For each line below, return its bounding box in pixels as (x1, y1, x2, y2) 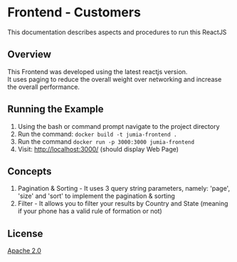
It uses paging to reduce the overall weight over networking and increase (7, 75, 222, 83)
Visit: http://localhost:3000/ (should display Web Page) (17, 145, 179, 153)
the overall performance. (7, 83, 80, 91)
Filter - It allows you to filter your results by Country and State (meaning (17, 199, 228, 208)
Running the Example (7, 103, 105, 115)
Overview (7, 48, 52, 61)
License (7, 227, 43, 239)
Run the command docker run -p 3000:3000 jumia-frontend (17, 137, 194, 146)
